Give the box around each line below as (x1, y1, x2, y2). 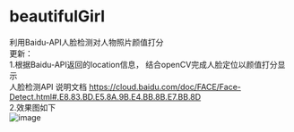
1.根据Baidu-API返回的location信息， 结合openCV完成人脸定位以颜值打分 (9, 59, 278, 70)
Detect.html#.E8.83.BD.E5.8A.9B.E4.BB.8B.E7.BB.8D (9, 91, 202, 102)
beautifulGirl (9, 6, 106, 27)
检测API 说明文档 (24, 81, 88, 92)
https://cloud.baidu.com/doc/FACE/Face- (89, 81, 242, 92)
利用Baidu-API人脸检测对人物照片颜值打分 (9, 37, 164, 47)
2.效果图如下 (9, 102, 56, 112)
